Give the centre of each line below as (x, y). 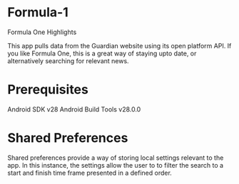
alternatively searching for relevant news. (68, 60)
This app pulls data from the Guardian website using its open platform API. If (119, 45)
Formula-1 (38, 12)
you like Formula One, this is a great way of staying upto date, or (102, 53)
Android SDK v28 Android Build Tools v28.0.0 (74, 109)
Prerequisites (48, 90)
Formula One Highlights (42, 32)
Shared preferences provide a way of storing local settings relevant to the (116, 158)
